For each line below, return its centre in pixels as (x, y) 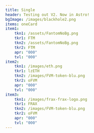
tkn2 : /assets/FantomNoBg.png (46, 43)
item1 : (12, 29)
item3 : (12, 95)
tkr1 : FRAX (26, 104)
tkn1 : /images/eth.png (38, 66)
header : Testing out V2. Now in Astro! (48, 15)
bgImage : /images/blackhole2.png (41, 19)
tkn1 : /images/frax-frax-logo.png (51, 99)
